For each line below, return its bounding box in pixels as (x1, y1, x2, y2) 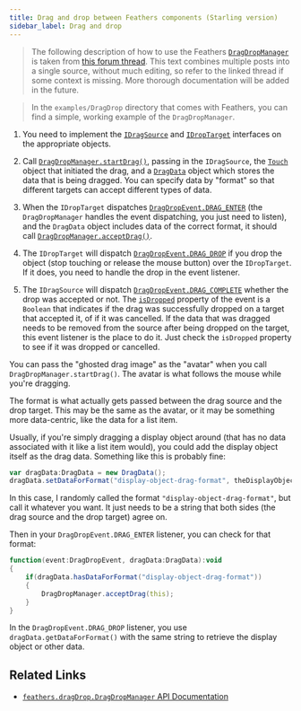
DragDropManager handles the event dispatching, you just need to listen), (21, 211, 288, 222)
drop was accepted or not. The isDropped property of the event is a (21, 294, 271, 304)
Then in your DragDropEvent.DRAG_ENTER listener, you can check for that (9, 529, 271, 540)
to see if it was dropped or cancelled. (21, 341, 160, 352)
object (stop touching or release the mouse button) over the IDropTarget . (21, 257, 292, 268)
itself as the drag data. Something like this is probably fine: (9, 451, 227, 461)
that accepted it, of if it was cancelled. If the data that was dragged (21, 312, 271, 323)
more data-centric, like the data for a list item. (9, 414, 178, 425)
